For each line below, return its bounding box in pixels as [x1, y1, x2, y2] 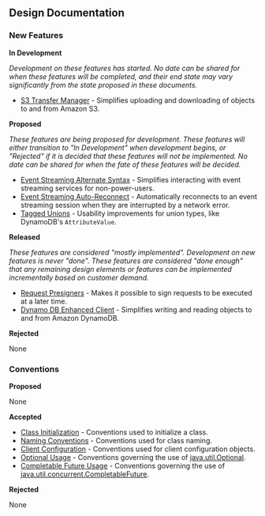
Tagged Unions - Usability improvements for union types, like [20, 209, 220, 218]
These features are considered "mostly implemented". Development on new [9, 247, 256, 257]
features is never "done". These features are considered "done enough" [9, 256, 244, 266]
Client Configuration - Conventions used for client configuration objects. [20, 444, 256, 454]
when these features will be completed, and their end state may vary [9, 71, 233, 81]
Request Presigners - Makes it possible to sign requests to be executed [20, 288, 253, 297]
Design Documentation [9, 6, 125, 20]
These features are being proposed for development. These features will [9, 134, 245, 144]
